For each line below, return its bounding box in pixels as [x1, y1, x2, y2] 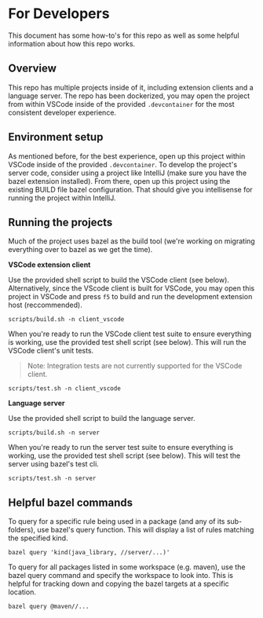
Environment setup [8, 130, 104, 144]
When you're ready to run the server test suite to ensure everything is [8, 443, 234, 452]
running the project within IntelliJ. [8, 193, 116, 203]
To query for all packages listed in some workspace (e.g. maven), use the [8, 562, 246, 572]
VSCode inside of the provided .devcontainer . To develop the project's [8, 159, 238, 169]
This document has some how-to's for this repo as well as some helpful [8, 31, 239, 40]
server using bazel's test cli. [8, 459, 100, 469]
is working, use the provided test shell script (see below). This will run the [8, 338, 247, 347]
